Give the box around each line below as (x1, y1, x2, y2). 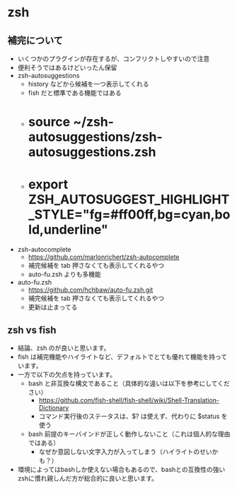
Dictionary (38, 403, 69, 412)
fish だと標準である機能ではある (28, 89, 122, 97)
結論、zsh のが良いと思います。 (17, 344, 110, 352)
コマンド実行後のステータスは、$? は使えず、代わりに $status (38, 412, 220, 420)
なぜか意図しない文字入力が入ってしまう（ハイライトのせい (38, 447, 212, 456)
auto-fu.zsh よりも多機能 (28, 270, 101, 279)
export (28, 177, 69, 192)
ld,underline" (28, 221, 108, 238)
